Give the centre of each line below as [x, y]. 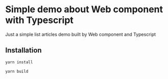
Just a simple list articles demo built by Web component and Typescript [81, 34]
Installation [23, 50]
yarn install [19, 62]
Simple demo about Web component [84, 9]
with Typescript [40, 20]
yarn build [17, 71]
